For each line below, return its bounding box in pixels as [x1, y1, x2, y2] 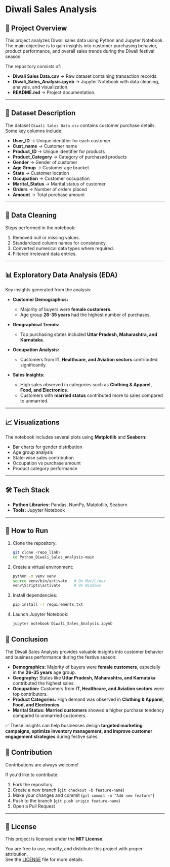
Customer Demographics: [12, 296, 68, 303]
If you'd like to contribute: [5, 771, 59, 778]
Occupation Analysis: [12, 347, 60, 353]
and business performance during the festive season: [5, 654, 117, 660]
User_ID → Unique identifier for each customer [12, 137, 111, 143]
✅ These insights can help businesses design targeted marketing [5, 722, 143, 728]
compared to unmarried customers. [12, 713, 87, 719]
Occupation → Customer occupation [12, 175, 90, 181]
